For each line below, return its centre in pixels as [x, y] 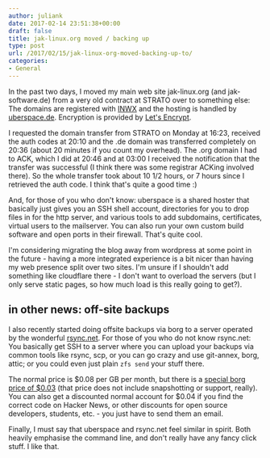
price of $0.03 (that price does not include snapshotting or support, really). [133, 388]
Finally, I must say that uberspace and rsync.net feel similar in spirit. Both [130, 429]
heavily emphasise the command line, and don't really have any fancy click [133, 438]
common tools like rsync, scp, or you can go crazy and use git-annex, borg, [134, 355]
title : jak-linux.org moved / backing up [79, 38]
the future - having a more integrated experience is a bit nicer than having [131, 258]
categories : [28, 61]
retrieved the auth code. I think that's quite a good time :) [103, 184]
